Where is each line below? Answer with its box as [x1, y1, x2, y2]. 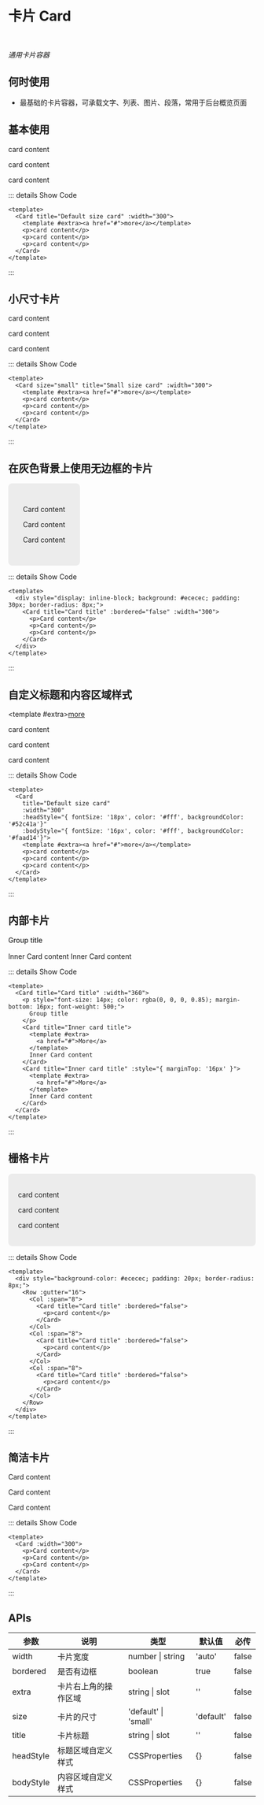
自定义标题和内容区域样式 [8, 688, 132, 701]
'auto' [195, 1651, 218, 1662]
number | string [128, 1651, 185, 1662]
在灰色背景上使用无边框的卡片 [8, 462, 153, 475]
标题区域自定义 [57, 1745, 113, 1756]
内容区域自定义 [57, 1772, 113, 1783]
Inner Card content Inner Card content [8, 951, 132, 961]
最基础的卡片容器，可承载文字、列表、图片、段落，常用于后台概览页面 [19, 98, 247, 107]
